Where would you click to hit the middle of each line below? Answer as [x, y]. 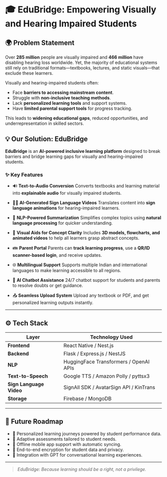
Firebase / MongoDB [87, 399]
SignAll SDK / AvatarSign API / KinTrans [109, 387]
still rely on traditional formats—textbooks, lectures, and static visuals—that [83, 68]
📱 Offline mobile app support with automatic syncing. [67, 444]
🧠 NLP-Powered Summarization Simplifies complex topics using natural [87, 218]
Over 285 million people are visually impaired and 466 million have [74, 57]
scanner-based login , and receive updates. [57, 255]
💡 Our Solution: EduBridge [46, 139]
